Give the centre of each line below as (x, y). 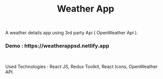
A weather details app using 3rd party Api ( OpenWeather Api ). (72, 32)
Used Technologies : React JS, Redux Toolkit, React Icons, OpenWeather (81, 67)
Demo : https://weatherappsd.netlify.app (57, 46)
